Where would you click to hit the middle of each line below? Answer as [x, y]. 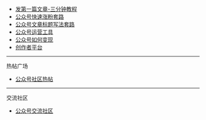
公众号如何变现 [34, 39]
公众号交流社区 [34, 111]
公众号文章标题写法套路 [45, 24]
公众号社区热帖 [34, 79]
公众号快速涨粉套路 [40, 17]
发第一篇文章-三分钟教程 [46, 9]
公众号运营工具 [34, 32]
